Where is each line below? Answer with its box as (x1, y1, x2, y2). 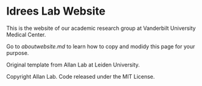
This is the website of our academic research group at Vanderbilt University (6, 24, 196, 32)
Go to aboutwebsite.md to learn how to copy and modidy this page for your (6, 43, 195, 50)
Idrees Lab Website (6, 4, 106, 18)
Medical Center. (6, 30, 46, 38)
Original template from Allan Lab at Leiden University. (6, 61, 140, 68)
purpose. (6, 49, 29, 56)
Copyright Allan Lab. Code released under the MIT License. (6, 73, 155, 80)
